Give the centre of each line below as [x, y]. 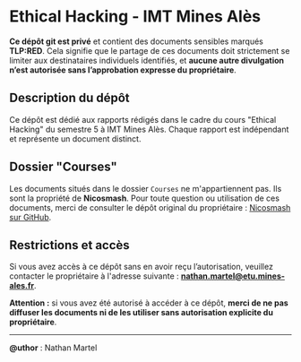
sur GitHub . [30, 217]
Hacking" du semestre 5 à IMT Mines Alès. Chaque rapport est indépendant [149, 129]
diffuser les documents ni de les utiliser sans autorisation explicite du [141, 313]
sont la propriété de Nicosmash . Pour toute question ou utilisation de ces [145, 198]
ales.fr [22, 286]
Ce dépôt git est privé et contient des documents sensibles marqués [137, 41]
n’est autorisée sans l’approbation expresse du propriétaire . [123, 70]
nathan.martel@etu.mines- [232, 276]
